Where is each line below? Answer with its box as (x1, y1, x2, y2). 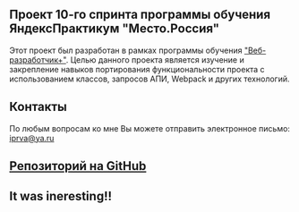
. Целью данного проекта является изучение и (65, 54, 244, 65)
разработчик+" (9, 54, 67, 65)
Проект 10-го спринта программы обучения (9, 7, 271, 22)
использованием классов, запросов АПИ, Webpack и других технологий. (9, 73, 290, 84)
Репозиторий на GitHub (9, 158, 147, 174)
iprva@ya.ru (9, 132, 55, 143)
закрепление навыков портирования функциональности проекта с (9, 64, 266, 74)
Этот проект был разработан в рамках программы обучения (9, 45, 243, 55)
